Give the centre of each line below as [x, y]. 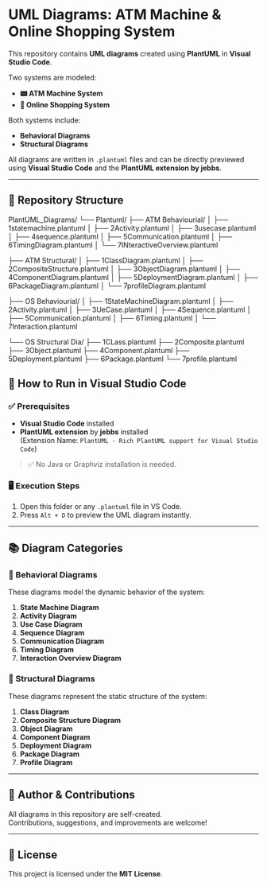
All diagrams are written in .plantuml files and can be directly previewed [126, 159]
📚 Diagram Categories [66, 548]
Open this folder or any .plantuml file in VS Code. [101, 506]
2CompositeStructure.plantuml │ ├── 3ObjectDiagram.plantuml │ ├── [124, 269]
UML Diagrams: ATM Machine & [115, 15]
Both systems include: [44, 120]
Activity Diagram [48, 616]
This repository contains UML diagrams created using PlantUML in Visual [130, 53]
